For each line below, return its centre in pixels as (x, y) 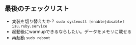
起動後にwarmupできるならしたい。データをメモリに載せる (72, 31)
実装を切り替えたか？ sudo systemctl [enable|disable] (68, 21)
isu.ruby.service (29, 26)
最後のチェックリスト (37, 9)
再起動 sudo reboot (31, 37)
